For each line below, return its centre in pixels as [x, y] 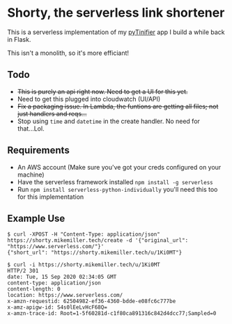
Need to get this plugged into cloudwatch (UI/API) [89, 99]
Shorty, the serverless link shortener [116, 13]
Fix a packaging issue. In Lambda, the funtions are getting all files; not [118, 106]
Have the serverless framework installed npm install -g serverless [115, 181]
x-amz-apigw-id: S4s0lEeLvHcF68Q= [57, 307]
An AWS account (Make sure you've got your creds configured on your [119, 167]
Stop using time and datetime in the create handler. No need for [109, 121]
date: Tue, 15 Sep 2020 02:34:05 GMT [62, 277]
